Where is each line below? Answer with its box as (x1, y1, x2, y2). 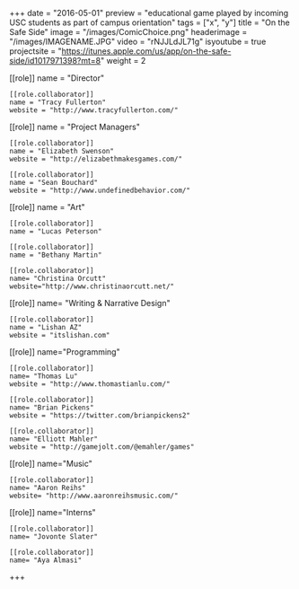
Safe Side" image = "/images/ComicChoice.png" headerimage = (9, 27, 248, 37)
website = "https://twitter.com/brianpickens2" (9, 411, 191, 420)
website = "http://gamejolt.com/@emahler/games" (9, 443, 195, 452)
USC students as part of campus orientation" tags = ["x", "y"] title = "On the (9, 17, 290, 28)
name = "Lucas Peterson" (9, 227, 102, 236)
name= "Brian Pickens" (9, 403, 94, 412)
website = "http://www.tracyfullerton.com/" (9, 106, 179, 115)
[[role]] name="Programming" (9, 347, 120, 357)
